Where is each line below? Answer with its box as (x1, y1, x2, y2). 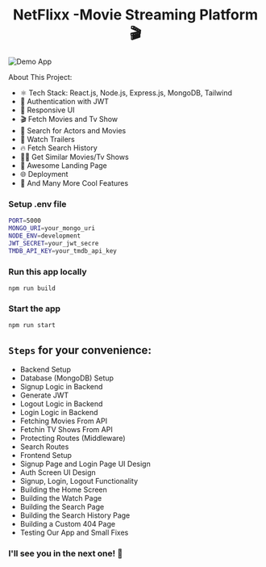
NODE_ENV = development (8, 232, 81, 240)
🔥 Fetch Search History (19, 143, 98, 153)
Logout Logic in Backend (19, 399, 103, 409)
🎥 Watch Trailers (19, 134, 75, 144)
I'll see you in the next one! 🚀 (8, 548, 123, 559)
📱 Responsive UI (19, 105, 75, 115)
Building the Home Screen (19, 485, 107, 494)
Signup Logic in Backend (19, 382, 103, 392)
